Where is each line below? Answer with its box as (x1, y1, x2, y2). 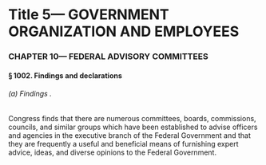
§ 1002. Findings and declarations (8, 70, 122, 81)
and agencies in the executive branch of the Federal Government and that (8, 130, 252, 140)
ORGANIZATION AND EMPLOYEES (8, 22, 240, 41)
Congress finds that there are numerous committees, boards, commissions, (8, 113, 257, 123)
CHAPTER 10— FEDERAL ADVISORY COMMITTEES (8, 51, 209, 62)
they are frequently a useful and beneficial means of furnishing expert (8, 139, 239, 148)
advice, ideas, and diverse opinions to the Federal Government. (8, 147, 217, 157)
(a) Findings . (8, 89, 52, 99)
